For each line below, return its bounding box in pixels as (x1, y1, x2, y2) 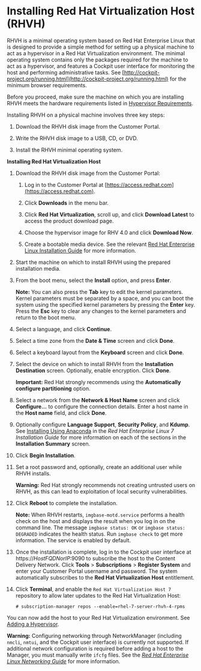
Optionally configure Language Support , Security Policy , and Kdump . (15, 421, 190, 428)
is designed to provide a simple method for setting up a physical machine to (7, 43, 194, 51)
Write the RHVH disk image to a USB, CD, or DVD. (15, 134, 139, 142)
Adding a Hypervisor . (7, 620, 59, 628)
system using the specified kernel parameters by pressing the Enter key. (15, 301, 196, 308)
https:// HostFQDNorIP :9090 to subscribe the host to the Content (15, 554, 176, 562)
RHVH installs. (15, 470, 51, 477)
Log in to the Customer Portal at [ (24, 181, 107, 188)
